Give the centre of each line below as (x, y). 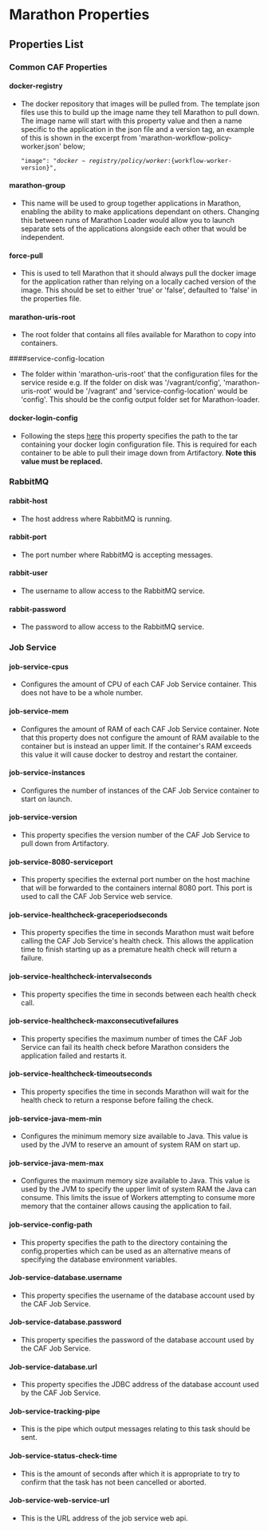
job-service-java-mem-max (57, 1163)
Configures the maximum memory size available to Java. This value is (135, 1181)
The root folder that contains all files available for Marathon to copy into (138, 335)
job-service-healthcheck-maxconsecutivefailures (94, 1021)
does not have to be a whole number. (81, 693)
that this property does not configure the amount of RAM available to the (140, 738)
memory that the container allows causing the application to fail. (126, 1206)
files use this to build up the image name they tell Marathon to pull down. (140, 112)
